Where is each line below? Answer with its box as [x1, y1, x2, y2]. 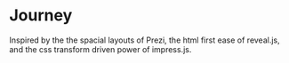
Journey [9, 5, 73, 26]
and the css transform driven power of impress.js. [9, 43, 192, 54]
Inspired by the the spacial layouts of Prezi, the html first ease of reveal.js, [9, 35, 280, 45]
